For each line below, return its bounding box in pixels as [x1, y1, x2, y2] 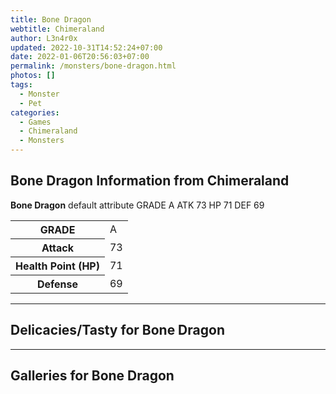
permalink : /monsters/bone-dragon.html [10, 61, 177, 71]
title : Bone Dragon [10, 14, 92, 25]
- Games [19, 117, 52, 127]
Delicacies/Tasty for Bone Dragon [10, 322, 225, 339]
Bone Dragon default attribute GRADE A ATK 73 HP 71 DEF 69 [10, 199, 265, 211]
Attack [41, 241, 75, 255]
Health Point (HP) [15, 259, 100, 273]
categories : [10, 107, 60, 118]
